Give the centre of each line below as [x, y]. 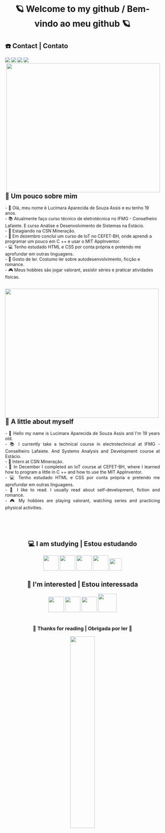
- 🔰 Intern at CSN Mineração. [34, 461]
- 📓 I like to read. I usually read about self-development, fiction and [82, 490]
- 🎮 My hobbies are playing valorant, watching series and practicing [82, 501]
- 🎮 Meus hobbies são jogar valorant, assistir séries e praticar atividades [79, 270]
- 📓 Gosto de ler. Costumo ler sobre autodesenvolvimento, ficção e [73, 259]
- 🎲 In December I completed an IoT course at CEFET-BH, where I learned [82, 467]
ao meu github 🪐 [96, 24]
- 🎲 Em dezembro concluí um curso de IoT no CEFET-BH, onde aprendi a [79, 236]
